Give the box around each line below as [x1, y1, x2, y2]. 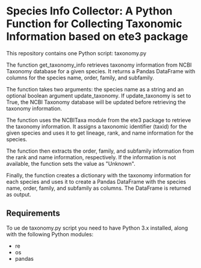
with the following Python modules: [6, 230, 94, 238]
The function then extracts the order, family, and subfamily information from [6, 147, 194, 154]
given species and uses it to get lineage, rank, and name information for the [6, 129, 194, 136]
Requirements [6, 209, 60, 219]
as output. [6, 190, 31, 198]
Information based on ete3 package [6, 30, 188, 43]
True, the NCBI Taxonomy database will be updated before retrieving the [6, 98, 186, 106]
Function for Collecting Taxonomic [6, 17, 182, 31]
